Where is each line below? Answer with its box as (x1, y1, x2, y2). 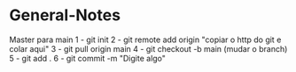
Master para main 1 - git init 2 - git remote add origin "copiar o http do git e (9, 34, 282, 45)
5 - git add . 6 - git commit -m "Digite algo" (9, 53, 167, 63)
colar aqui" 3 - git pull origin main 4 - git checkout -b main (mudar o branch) (9, 43, 288, 54)
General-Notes (9, 5, 121, 25)
